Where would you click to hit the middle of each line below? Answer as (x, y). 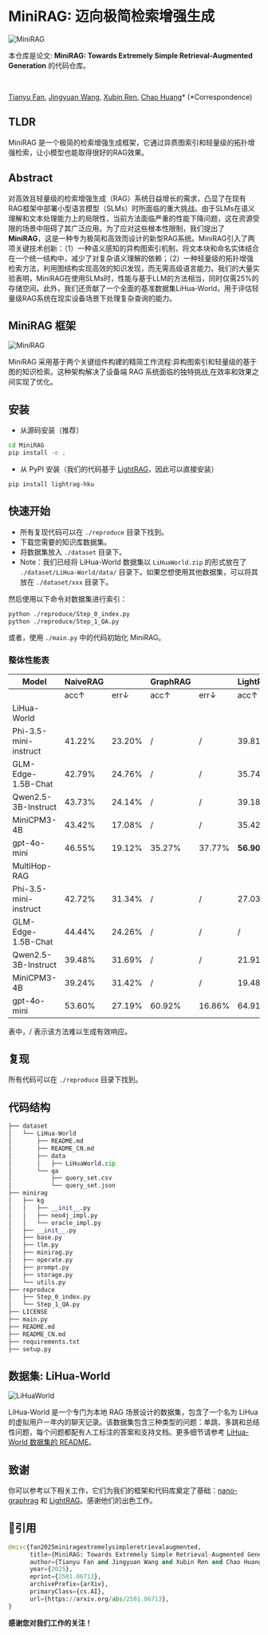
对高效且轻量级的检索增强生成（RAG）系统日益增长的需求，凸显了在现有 (127, 198)
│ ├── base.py (35, 1238)
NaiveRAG (84, 682)
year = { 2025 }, (51, 1569)
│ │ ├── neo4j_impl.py (53, 1215)
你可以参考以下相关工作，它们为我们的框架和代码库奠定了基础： (113, 1490)
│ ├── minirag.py (41, 1253)
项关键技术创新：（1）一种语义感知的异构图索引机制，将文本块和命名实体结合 (134, 248)
